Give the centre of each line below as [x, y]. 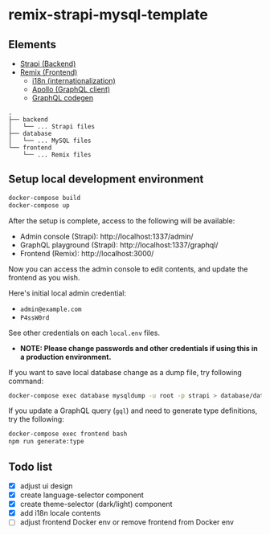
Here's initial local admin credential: [67, 293]
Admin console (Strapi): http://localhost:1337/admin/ [107, 236]
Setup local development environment [106, 180]
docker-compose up [39, 205]
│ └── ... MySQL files [50, 141]
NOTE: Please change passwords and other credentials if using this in [139, 348]
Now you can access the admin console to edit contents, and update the [128, 269]
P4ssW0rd [35, 318]
